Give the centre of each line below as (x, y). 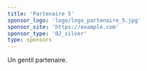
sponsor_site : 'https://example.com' (63, 27)
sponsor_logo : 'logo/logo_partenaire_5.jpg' (74, 20)
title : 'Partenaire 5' (41, 14)
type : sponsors (30, 40)
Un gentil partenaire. (37, 60)
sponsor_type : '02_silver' (47, 33)
